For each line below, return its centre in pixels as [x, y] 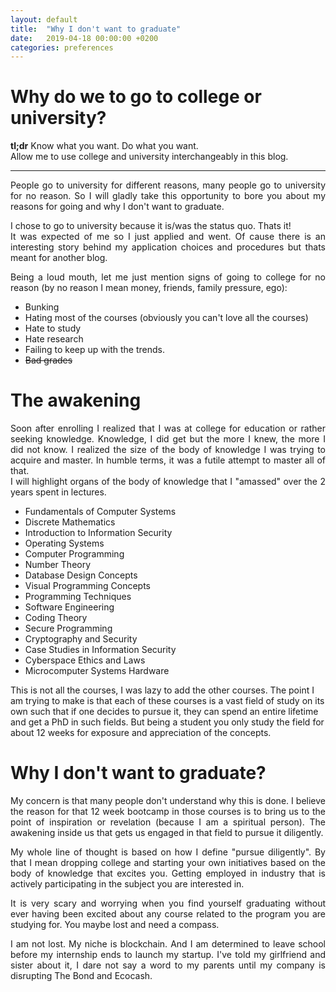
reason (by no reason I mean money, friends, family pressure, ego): [149, 288]
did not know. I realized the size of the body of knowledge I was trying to [168, 450]
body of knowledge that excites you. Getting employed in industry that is [168, 873]
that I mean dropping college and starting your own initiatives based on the [168, 863]
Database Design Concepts [81, 575]
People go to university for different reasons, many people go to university [168, 185]
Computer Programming [74, 554]
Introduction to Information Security [98, 533]
